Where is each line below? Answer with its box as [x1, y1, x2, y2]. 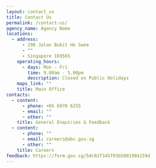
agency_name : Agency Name [6, 25, 70, 32]
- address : [11, 36, 39, 42]
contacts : [6, 92, 31, 98]
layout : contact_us [6, 8, 55, 15]
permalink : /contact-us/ [6, 20, 68, 26]
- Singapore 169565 [21, 53, 70, 59]
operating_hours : [17, 58, 60, 64]
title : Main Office [17, 86, 65, 92]
